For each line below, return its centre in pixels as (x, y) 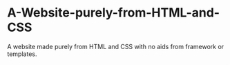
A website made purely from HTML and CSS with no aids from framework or (116, 46)
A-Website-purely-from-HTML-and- (113, 13)
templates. (22, 54)
